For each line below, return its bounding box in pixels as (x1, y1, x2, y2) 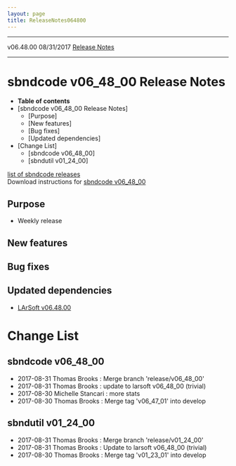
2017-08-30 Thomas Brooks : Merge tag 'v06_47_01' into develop (17, 397, 206, 405)
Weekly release (17, 217, 63, 225)
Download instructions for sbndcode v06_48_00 (7, 178, 146, 186)
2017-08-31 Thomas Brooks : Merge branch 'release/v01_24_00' (17, 436, 204, 444)
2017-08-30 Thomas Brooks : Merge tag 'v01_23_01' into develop (17, 451, 206, 459)
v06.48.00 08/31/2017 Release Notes (7, 43, 114, 51)
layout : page (7, 10, 46, 18)
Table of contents (17, 97, 70, 105)
